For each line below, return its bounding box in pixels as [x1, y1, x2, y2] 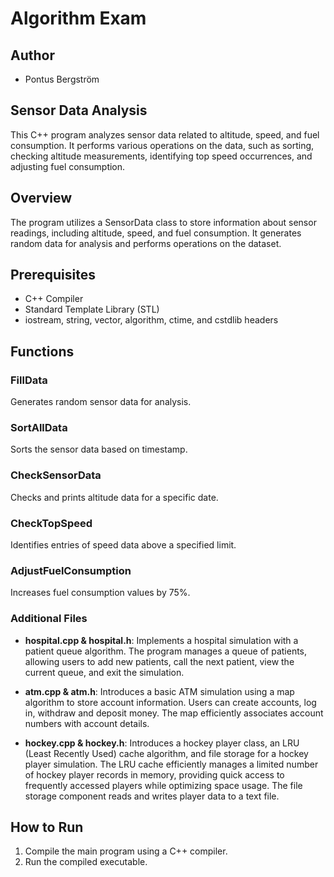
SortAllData [10, 421, 68, 435]
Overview [10, 190, 73, 207]
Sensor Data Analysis [10, 102, 148, 119]
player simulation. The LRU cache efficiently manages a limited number [24, 758, 319, 770]
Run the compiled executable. [24, 856, 148, 868]
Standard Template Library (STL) [24, 303, 160, 316]
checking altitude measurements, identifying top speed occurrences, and [10, 150, 313, 162]
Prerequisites [10, 267, 96, 284]
